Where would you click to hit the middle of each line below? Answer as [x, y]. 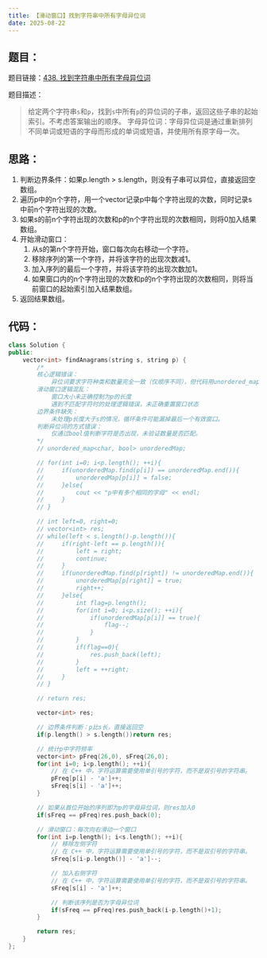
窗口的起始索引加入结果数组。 [87, 289]
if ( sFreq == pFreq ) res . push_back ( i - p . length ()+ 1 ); [136, 910]
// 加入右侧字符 [74, 874]
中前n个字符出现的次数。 [60, 209]
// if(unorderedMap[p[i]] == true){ [119, 618]
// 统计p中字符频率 [65, 749]
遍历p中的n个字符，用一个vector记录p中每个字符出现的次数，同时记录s [136, 200]
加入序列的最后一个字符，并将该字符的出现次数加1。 [117, 269]
